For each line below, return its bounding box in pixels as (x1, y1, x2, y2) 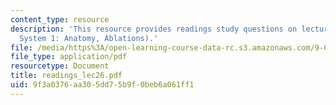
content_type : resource (10, 14, 110, 25)
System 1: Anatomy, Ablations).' (19, 33, 159, 43)
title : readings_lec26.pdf (10, 71, 123, 81)
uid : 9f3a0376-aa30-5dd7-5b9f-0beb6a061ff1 (10, 80, 195, 90)
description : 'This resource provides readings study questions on (10, 24, 298, 34)
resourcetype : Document (10, 61, 110, 71)
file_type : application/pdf (10, 52, 128, 62)
